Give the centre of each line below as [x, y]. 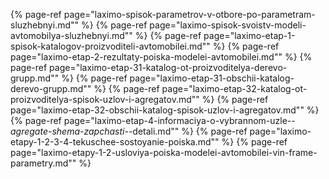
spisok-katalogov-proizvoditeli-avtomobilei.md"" [110, 46]
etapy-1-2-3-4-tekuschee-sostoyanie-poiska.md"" [115, 142]
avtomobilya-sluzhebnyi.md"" [71, 35]
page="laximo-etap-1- [249, 35]
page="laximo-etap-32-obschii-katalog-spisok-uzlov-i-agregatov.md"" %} [165, 110]
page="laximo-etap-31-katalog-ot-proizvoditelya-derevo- [168, 67]
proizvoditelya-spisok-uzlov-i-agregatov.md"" [105, 99]
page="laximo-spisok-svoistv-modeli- [228, 25]
